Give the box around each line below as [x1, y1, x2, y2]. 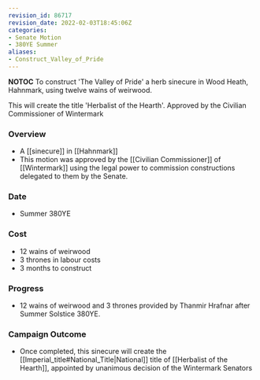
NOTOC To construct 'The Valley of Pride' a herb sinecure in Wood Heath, [8, 76, 249, 87]
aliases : [8, 48, 37, 56]
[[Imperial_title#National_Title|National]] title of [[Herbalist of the [19, 355, 228, 364]
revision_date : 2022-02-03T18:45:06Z [8, 19, 132, 27]
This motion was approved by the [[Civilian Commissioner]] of [19, 155, 221, 164]
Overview [8, 128, 46, 139]
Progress [8, 282, 44, 293]
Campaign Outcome [8, 328, 87, 339]
